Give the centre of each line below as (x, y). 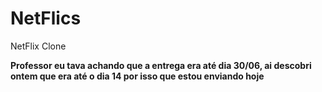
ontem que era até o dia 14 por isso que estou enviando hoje (137, 76)
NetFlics (46, 18)
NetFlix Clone (38, 46)
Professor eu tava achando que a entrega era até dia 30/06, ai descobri (161, 65)
